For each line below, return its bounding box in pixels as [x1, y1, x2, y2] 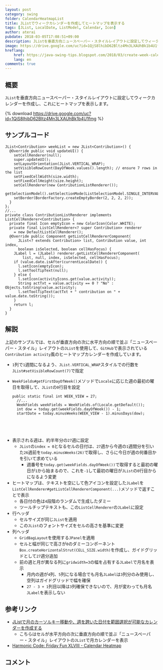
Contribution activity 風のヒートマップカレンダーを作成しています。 [5, 351, 144, 357]
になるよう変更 [26, 473, 57, 479]
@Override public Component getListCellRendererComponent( [9, 234, 131, 239]
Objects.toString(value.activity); [5, 285, 77, 290]
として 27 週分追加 [23, 553, 58, 559]
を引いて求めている [19, 455, 58, 461]
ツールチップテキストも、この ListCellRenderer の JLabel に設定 [19, 504, 144, 510]
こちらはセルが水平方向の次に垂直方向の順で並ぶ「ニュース [19, 631, 138, 637]
